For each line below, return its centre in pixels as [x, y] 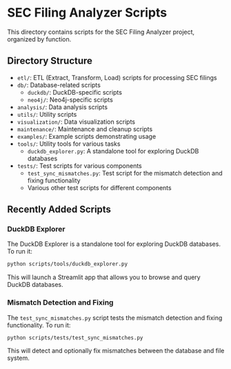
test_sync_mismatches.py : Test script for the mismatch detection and [125, 173]
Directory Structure [50, 61]
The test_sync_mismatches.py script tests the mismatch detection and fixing [115, 318]
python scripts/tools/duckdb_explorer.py [68, 264]
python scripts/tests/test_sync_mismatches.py [75, 338]
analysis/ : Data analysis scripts [62, 107]
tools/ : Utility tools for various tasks [69, 144]
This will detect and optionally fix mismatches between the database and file [116, 351]
